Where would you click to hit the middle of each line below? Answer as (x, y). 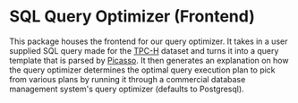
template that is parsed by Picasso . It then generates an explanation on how (149, 60)
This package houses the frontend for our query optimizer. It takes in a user (149, 41)
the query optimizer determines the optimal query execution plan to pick (142, 70)
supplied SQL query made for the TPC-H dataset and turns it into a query (144, 50)
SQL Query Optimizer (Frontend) (132, 17)
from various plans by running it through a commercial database (128, 79)
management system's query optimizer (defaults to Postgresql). (127, 89)
